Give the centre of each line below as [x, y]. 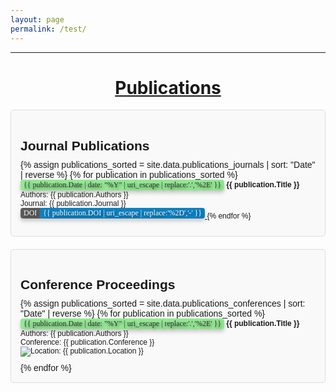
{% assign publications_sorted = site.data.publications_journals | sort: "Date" [168, 164]
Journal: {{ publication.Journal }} [73, 203]
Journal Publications [85, 145]
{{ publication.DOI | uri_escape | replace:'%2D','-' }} [123, 212]
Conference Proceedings [98, 285]
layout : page [37, 19]
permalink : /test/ [48, 29]
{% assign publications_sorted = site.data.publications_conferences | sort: [163, 304]
